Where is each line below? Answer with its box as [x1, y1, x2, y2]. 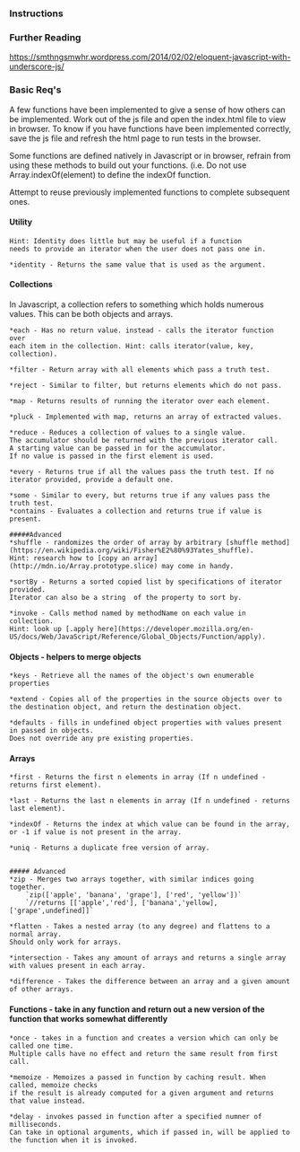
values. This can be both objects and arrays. [9, 308, 174, 319]
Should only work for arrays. [9, 937, 123, 947]
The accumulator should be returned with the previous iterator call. [9, 435, 279, 444]
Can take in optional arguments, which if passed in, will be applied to [9, 1128, 291, 1137]
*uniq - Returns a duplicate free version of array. [9, 843, 210, 853]
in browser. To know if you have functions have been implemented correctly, [9, 123, 292, 134]
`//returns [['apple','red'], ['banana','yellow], [25, 899, 219, 908]
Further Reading [9, 31, 81, 43]
